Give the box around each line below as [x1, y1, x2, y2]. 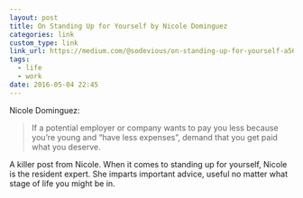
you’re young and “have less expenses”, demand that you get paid [31, 131, 278, 142]
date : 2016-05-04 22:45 [9, 80, 99, 89]
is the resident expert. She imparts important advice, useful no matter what [9, 168, 289, 179]
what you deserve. [31, 141, 101, 152]
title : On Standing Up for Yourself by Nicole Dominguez [9, 22, 228, 31]
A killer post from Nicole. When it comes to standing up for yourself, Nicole [9, 158, 288, 169]
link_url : [9, 47, 47, 56]
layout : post [9, 13, 59, 22]
